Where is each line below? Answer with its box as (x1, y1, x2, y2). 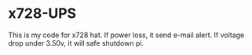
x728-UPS (8, 5, 77, 22)
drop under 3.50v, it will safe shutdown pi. (8, 38, 144, 47)
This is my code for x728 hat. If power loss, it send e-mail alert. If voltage (8, 30, 245, 40)
